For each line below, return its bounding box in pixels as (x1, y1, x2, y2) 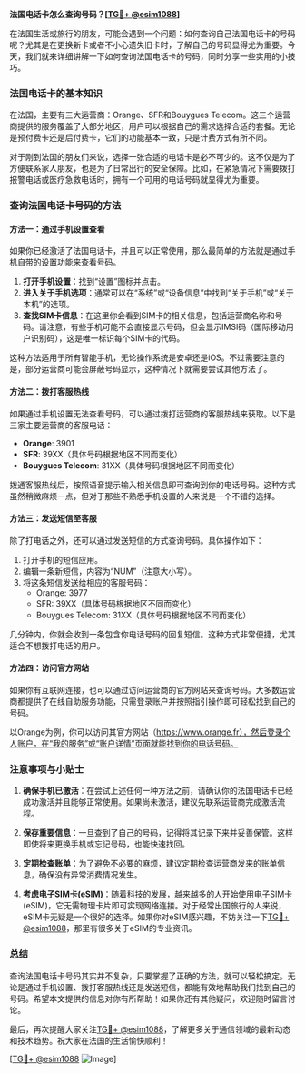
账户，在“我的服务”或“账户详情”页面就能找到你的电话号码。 (16, 738, 239, 749)
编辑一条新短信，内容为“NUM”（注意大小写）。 (22, 566, 197, 577)
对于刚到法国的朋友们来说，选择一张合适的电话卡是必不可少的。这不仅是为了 (9, 152, 296, 163)
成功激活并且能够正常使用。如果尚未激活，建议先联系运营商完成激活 (22, 797, 278, 807)
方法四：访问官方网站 (9, 663, 89, 674)
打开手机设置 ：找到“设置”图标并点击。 (22, 276, 166, 287)
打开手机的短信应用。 (22, 554, 103, 565)
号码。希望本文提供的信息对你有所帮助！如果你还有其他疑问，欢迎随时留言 (9, 993, 288, 1004)
